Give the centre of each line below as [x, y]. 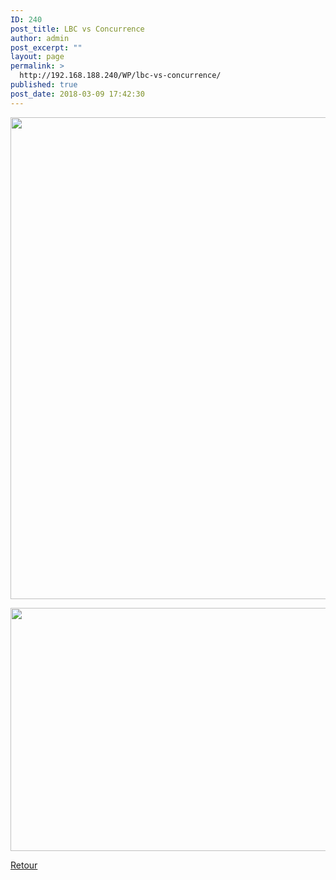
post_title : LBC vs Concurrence [77, 29]
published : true [44, 85]
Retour [24, 865]
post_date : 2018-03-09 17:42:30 [77, 94]
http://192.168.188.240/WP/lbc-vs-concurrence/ [120, 76]
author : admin [40, 38]
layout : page [37, 57]
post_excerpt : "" [46, 47]
